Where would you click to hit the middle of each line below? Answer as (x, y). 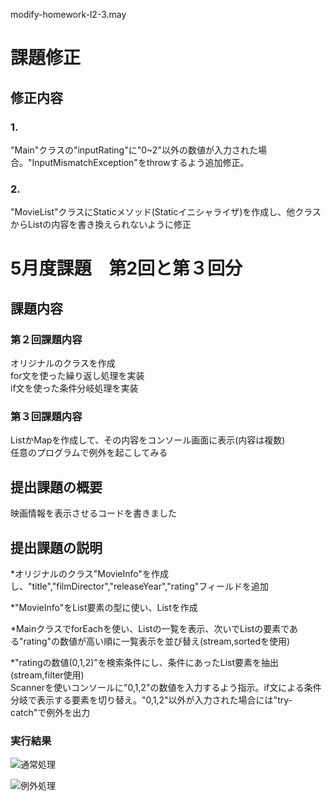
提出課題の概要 (56, 487)
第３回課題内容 (46, 416)
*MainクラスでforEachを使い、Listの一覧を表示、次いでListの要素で (150, 628)
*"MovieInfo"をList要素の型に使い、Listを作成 (104, 607)
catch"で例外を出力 (50, 712)
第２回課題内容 (46, 339)
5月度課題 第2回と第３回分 (126, 268)
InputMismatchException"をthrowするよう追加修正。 (140, 162)
